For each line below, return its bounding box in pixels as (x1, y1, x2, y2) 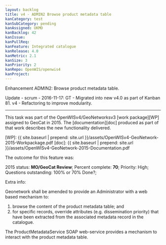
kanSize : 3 (5, 58, 28, 63)
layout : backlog (5, 7, 39, 12)
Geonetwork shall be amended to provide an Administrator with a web (5, 189, 148, 195)
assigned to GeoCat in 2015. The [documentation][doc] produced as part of (5, 119, 159, 125)
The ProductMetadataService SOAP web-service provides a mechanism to (5, 229, 157, 235)
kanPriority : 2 (5, 62, 37, 67)
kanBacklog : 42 (5, 30, 37, 35)
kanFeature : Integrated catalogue (5, 44, 77, 49)
